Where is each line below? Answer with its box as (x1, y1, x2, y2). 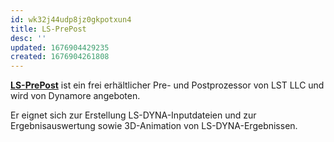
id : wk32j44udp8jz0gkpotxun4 (10, 14, 132, 25)
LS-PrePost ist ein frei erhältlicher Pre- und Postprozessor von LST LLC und (10, 79, 325, 91)
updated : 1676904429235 (10, 42, 110, 53)
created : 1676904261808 (10, 52, 110, 62)
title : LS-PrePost (10, 24, 87, 34)
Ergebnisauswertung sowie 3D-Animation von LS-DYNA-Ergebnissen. (10, 120, 298, 132)
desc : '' (10, 33, 47, 43)
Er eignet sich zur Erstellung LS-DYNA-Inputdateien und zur (10, 109, 257, 121)
